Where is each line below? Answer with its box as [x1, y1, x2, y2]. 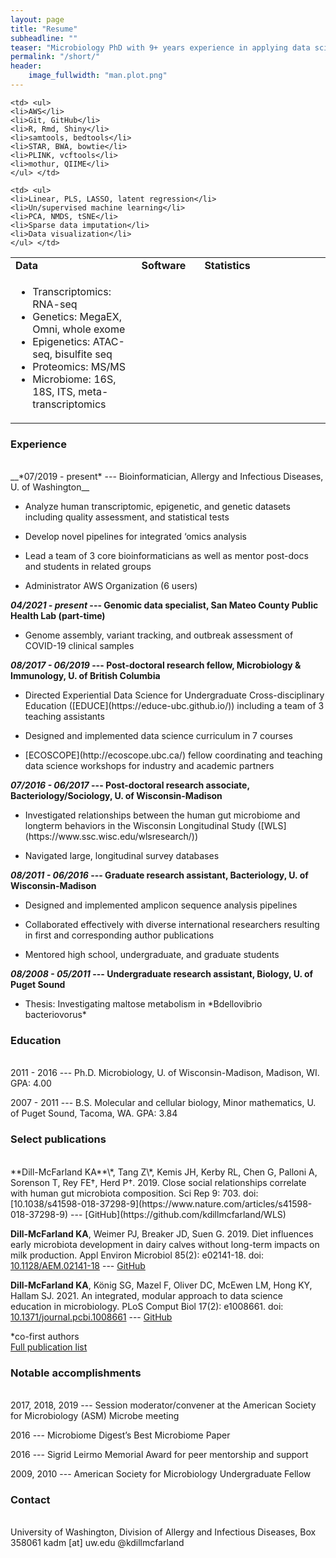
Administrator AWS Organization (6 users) [24, 580, 198, 592]
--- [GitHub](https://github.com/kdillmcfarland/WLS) [70, 1208, 287, 1220]
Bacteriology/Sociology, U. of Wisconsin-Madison [10, 790, 223, 802]
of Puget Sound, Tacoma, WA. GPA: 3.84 [10, 1107, 178, 1120]
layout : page [10, 14, 65, 25]
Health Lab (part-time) [10, 610, 106, 622]
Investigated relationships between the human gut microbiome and [24, 809, 301, 821]
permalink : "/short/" [10, 52, 101, 62]
